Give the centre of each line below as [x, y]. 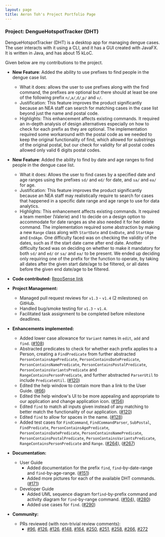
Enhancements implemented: [43, 328]
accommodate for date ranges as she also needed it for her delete [87, 222]
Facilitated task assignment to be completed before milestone [82, 314]
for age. [28, 185]
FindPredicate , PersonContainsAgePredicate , [65, 427]
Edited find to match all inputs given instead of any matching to [84, 406]
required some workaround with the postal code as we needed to [86, 134]
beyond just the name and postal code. [59, 113]
